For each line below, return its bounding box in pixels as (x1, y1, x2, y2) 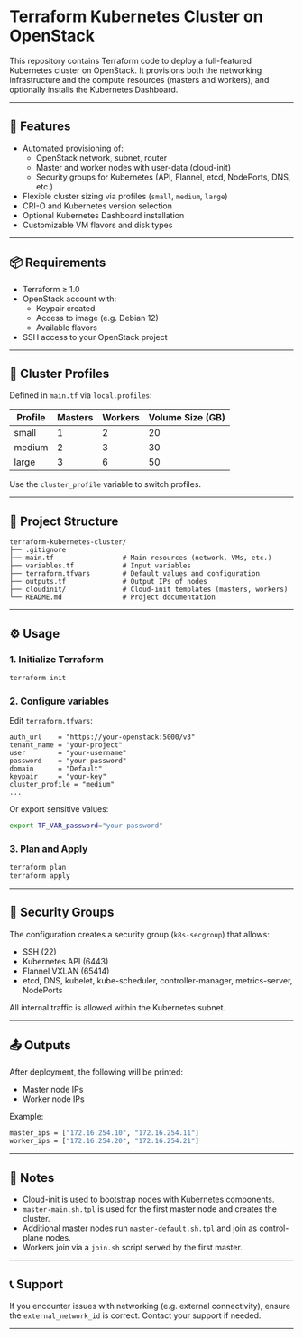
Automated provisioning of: (22, 143, 124, 153)
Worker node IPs (22, 1093, 85, 1104)
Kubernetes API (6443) (22, 955, 109, 966)
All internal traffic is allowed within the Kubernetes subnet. (9, 1001, 226, 1012)
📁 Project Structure (9, 513, 119, 529)
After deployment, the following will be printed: (9, 1066, 183, 1077)
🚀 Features (9, 119, 71, 134)
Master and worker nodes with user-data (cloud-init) (35, 161, 232, 172)
